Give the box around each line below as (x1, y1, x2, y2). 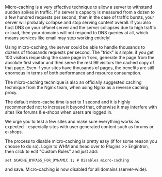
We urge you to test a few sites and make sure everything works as (5, 118, 139, 124)
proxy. (5, 89, 18, 95)
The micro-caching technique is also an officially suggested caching (5, 79, 142, 85)
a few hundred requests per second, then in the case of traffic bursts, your (5, 15, 154, 20)
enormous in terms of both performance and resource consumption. (5, 70, 142, 75)
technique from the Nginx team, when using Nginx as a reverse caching (5, 85, 148, 90)
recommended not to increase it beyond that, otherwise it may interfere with (5, 104, 157, 110)
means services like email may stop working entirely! (5, 35, 111, 41)
